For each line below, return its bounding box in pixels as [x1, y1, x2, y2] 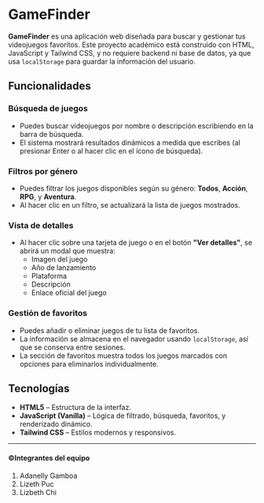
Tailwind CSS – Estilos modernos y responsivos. [19, 427, 177, 438]
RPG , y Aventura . [19, 191, 77, 202]
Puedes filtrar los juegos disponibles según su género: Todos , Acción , [19, 183, 248, 193]
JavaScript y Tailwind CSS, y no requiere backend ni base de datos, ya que [8, 48, 251, 57]
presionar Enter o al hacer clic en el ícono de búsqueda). [19, 146, 203, 155]
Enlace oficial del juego [31, 288, 108, 298]
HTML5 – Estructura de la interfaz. [19, 403, 132, 412]
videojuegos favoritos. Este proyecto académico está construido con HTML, [8, 39, 255, 49]
